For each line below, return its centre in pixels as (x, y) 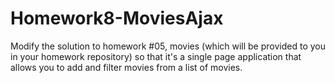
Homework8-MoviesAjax (117, 18)
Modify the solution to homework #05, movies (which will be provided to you (168, 46)
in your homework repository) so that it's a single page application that (156, 56)
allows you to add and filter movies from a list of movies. (126, 67)
